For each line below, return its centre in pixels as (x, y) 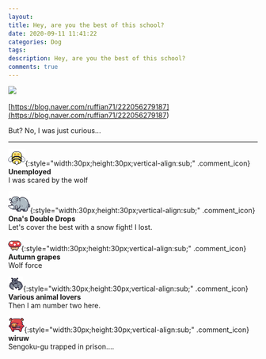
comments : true (33, 67)
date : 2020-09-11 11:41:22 (53, 33)
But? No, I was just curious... (55, 130)
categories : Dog (35, 42)
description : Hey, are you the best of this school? (97, 59)
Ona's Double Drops (42, 219)
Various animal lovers (45, 296)
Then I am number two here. (55, 305)
